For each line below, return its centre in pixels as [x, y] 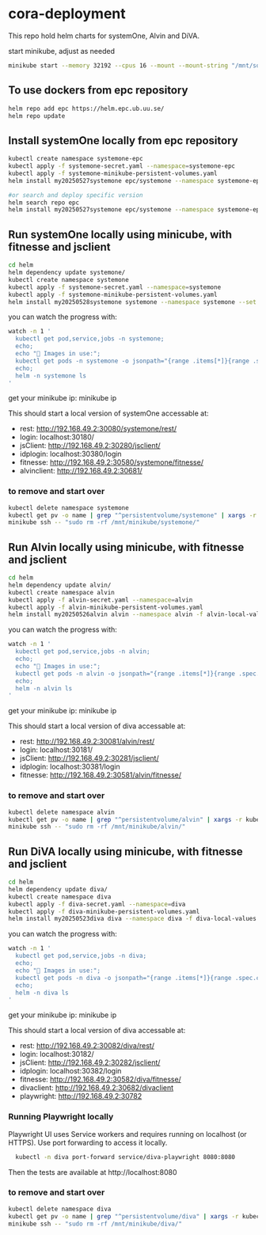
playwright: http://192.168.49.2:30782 [81, 1096]
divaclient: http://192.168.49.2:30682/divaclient [97, 1088]
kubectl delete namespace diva [60, 1209]
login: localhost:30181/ [56, 750]
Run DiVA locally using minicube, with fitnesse [125, 851]
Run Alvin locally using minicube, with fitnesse [126, 547]
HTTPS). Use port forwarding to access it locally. [88, 1142]
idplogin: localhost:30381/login [70, 767]
